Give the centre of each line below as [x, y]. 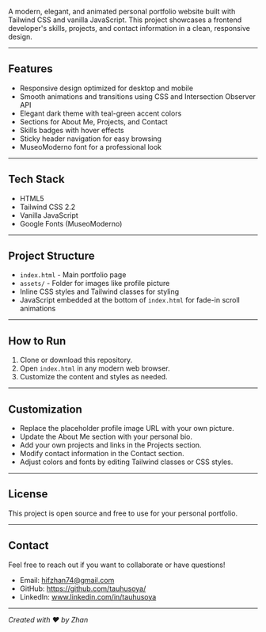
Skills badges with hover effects [72, 130]
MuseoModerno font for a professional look [91, 147]
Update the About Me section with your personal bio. [106, 437]
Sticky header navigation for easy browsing [91, 139]
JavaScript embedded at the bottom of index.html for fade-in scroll [129, 300]
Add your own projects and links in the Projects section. [110, 445]
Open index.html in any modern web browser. [95, 368]
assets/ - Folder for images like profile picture [95, 284]
